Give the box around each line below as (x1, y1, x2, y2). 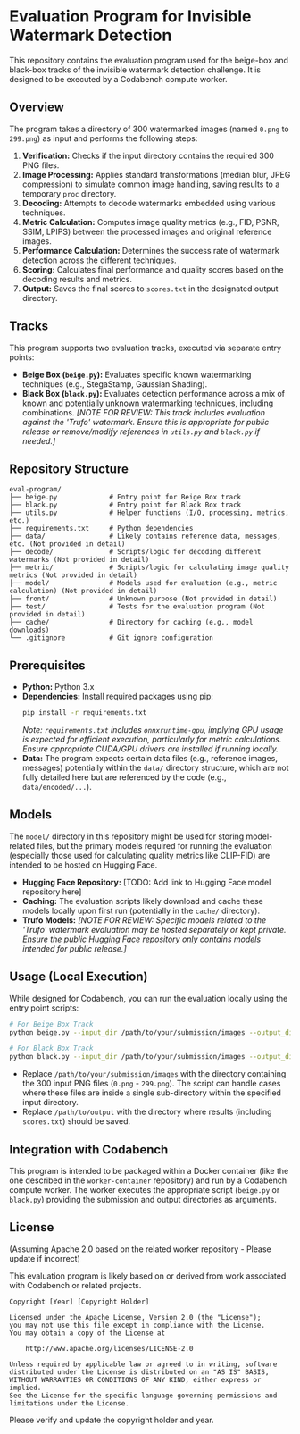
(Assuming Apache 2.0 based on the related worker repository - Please (9, 1244, 271, 1254)
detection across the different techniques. (21, 255, 177, 265)
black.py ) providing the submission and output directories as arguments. (9, 1195, 277, 1204)
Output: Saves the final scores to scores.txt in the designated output (21, 283, 279, 294)
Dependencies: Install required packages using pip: (21, 691, 214, 702)
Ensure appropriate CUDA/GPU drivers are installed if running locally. (21, 743, 279, 754)
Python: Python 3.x (21, 682, 95, 692)
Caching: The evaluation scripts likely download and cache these (21, 895, 263, 906)
